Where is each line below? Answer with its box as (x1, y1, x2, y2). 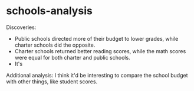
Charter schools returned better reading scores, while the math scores (14, 47, 186, 54)
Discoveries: (6, 24, 37, 31)
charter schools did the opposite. (14, 41, 96, 48)
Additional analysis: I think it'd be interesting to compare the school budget (6, 71, 188, 79)
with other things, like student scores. (6, 78, 98, 85)
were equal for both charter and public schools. (14, 54, 131, 61)
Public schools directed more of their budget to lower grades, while (14, 35, 179, 42)
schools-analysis (6, 4, 93, 18)
